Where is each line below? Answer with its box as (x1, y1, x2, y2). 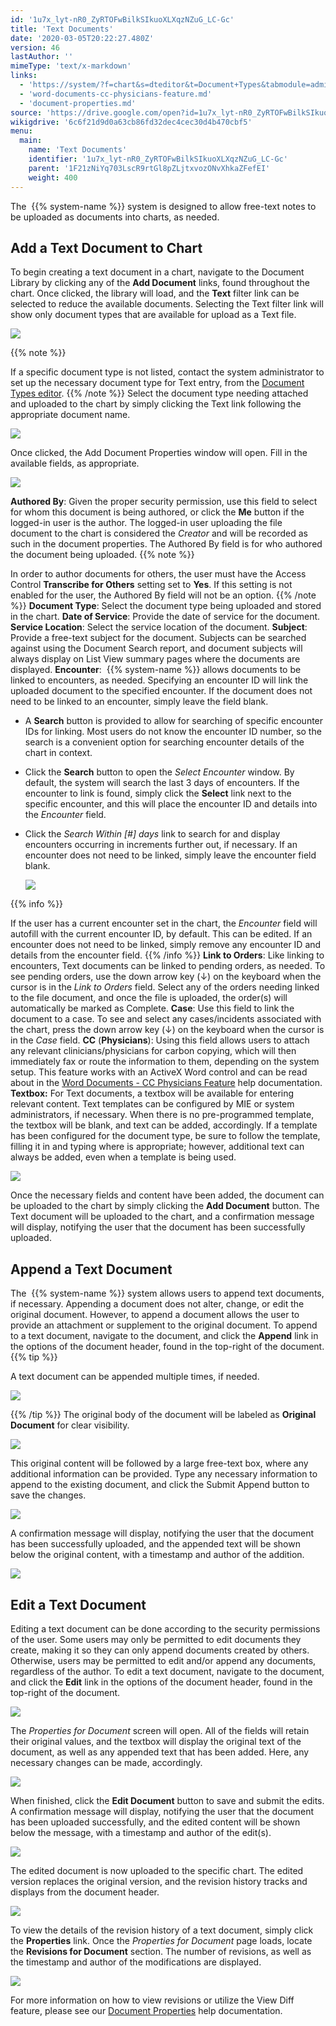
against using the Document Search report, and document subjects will (10, 642, 303, 655)
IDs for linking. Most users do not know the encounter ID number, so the (24, 726, 322, 738)
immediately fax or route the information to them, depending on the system (10, 1056, 320, 1068)
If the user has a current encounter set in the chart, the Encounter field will (10, 917, 318, 930)
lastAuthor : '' (10, 52, 74, 62)
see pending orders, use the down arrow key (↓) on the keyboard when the (10, 971, 322, 983)
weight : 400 (28, 172, 78, 183)
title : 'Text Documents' (10, 24, 114, 34)
